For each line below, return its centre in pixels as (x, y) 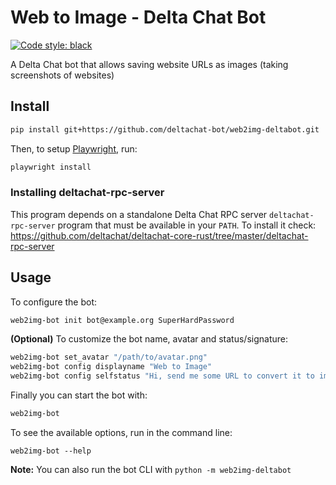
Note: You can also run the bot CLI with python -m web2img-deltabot (151, 469)
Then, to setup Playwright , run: (74, 148)
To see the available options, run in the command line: (121, 432)
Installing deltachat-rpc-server (87, 193)
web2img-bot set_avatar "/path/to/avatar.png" (109, 357)
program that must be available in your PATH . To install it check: (187, 225)
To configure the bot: (54, 302)
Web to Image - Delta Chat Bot (138, 17)
